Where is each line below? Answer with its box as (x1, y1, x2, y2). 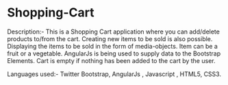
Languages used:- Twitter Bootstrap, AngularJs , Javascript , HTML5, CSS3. (7, 70, 221, 78)
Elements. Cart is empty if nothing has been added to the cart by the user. (7, 56, 216, 64)
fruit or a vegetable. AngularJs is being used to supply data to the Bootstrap (7, 49, 221, 58)
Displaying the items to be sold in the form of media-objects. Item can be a (7, 42, 218, 50)
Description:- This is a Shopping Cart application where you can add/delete (7, 27, 220, 36)
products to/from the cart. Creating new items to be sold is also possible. (7, 34, 213, 42)
